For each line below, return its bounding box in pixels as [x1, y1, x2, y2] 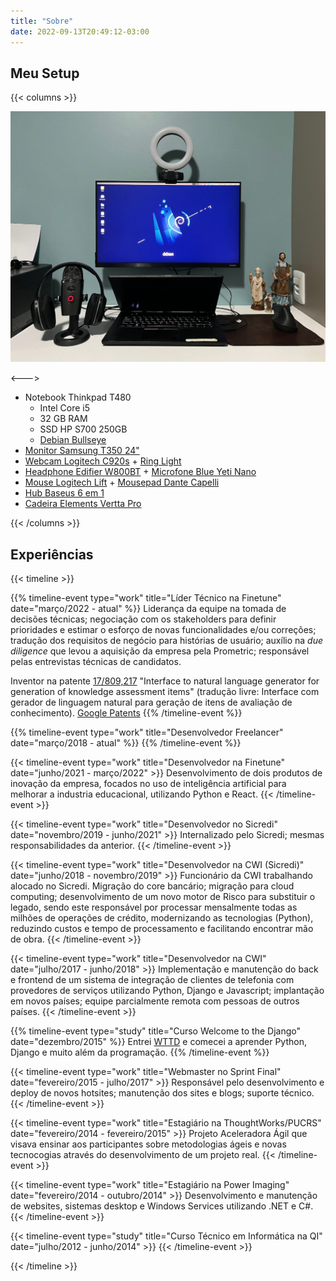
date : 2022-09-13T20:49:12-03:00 [10, 26, 150, 37]
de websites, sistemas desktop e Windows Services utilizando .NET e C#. [10, 1200, 314, 1212]
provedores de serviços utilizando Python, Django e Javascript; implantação [10, 985, 325, 997]
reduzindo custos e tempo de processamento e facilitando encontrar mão [10, 923, 314, 935]
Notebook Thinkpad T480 [24, 391, 132, 404]
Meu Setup [10, 65, 80, 82]
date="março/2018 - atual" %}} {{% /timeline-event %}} [10, 737, 242, 749]
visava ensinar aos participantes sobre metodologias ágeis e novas [10, 1138, 287, 1150]
